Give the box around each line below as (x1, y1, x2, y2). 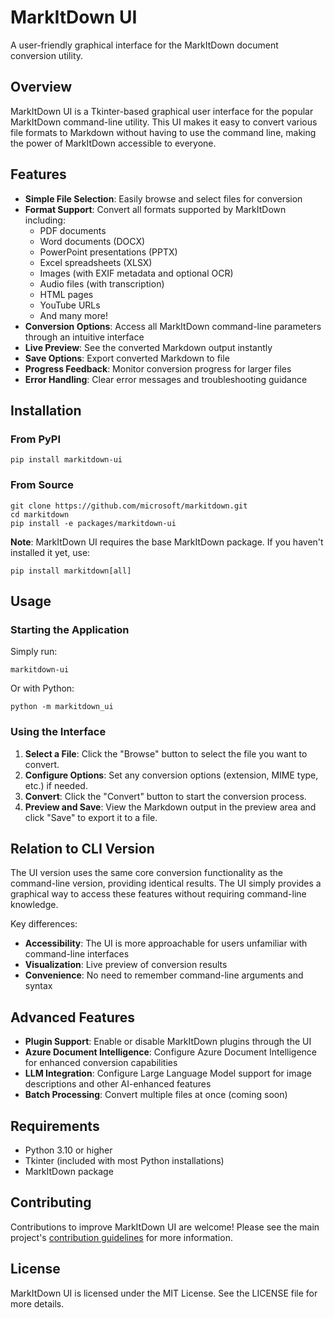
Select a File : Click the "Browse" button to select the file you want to (24, 747, 308, 760)
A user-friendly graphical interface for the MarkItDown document (10, 39, 279, 51)
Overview (10, 79, 73, 96)
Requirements (10, 1117, 100, 1135)
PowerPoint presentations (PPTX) (39, 246, 178, 258)
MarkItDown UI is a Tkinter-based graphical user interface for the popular (10, 105, 314, 117)
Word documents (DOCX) (39, 235, 146, 247)
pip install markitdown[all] (10, 566, 132, 576)
